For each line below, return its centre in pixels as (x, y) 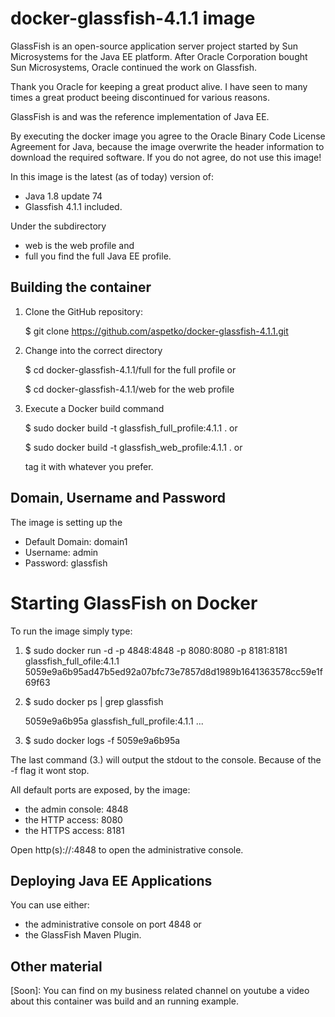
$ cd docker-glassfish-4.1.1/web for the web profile (129, 389)
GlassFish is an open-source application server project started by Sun (154, 46)
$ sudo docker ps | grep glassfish (94, 701)
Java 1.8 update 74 (63, 196)
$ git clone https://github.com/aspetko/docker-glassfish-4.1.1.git (156, 331)
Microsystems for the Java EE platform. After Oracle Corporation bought (159, 56)
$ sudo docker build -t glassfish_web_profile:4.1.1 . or (133, 447)
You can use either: (50, 905)
